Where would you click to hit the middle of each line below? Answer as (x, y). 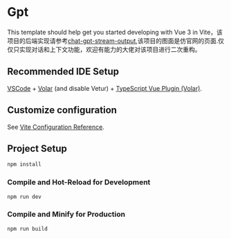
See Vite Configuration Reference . (56, 127)
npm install (24, 165)
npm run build (28, 229)
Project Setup (37, 149)
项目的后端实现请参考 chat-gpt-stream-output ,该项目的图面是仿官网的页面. (113, 41)
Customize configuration (62, 110)
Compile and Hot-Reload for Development (79, 182)
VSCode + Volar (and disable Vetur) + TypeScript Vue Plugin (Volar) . (105, 88)
